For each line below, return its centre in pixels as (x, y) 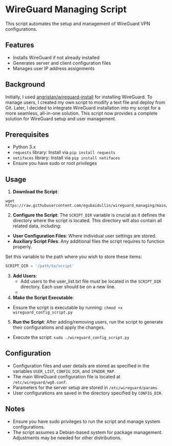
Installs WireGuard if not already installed (56, 57)
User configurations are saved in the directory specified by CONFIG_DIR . (88, 393)
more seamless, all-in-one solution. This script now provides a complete (81, 113)
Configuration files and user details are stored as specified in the (81, 366)
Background (25, 85)
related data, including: (37, 226)
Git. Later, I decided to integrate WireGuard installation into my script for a (83, 108)
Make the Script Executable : (43, 298)
